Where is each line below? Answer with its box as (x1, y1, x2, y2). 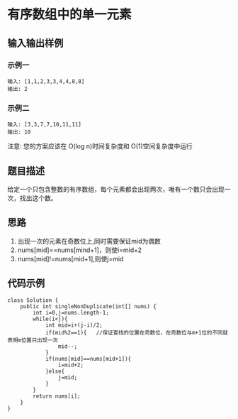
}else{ (45, 367, 65, 375)
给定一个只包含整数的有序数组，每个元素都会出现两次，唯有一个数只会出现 (7, 185, 225, 193)
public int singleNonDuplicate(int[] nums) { (20, 303, 157, 310)
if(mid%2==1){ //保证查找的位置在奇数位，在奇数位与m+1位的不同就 (45, 329, 228, 336)
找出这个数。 (19, 193, 57, 202)
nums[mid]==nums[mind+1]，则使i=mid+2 (17, 246, 142, 254)
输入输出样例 (7, 37, 64, 49)
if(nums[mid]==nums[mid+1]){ (45, 355, 132, 362)
